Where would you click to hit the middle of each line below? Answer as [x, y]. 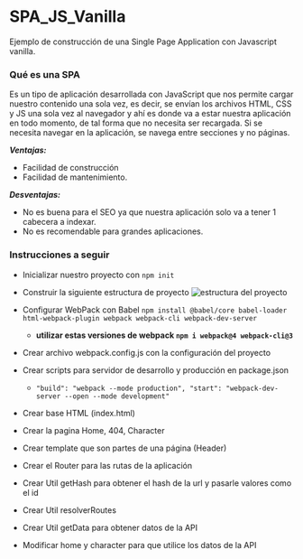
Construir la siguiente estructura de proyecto [106, 292]
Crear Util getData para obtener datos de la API [110, 527]
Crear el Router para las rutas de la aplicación [107, 465]
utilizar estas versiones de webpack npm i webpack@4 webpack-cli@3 [164, 335]
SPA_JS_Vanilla [68, 17]
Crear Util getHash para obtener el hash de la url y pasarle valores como [157, 483]
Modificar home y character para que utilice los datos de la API [139, 545]
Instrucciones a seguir [60, 255]
